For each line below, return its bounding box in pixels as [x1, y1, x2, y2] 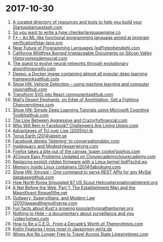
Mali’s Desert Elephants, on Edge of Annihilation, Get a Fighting [12, 96, 139, 102]
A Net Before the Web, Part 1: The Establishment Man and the [12, 185, 135, 190]
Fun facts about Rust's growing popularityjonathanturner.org [12, 205, 134, 211]
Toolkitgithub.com [12, 112, 49, 118]
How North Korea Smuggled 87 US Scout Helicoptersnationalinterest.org [12, 179, 158, 185]
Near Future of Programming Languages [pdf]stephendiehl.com [12, 45, 140, 51]
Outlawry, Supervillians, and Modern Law [12, 195, 95, 201]
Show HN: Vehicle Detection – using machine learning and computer [12, 81, 149, 87]
